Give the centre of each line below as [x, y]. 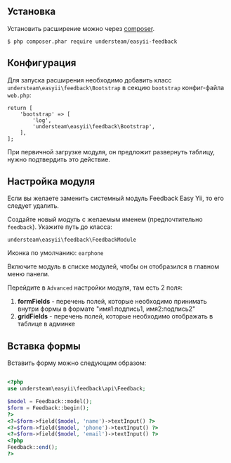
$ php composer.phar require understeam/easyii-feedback [92, 42]
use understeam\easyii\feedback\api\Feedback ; [77, 389]
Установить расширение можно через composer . [81, 28]
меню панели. [28, 274]
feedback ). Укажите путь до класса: [60, 227]
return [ [20, 108]
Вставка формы [44, 346]
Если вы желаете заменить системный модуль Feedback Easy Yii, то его [116, 198]
